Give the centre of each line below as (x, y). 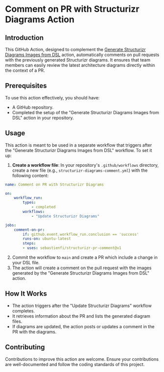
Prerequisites (26, 86)
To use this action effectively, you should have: (52, 97)
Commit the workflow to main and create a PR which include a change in (85, 257)
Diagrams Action (40, 19)
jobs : (11, 225)
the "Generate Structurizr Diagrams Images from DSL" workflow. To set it (79, 150)
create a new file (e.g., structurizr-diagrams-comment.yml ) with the (80, 170)
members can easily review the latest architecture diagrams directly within (80, 65)
